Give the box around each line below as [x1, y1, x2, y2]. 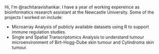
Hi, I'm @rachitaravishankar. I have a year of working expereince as [4, 4, 140, 10]
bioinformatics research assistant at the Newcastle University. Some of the [4, 9, 154, 15]
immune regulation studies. [11, 29, 67, 35]
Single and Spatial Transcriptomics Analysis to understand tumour [11, 34, 144, 40]
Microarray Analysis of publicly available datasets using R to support [11, 24, 149, 30]
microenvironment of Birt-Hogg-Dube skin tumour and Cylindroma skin [11, 39, 154, 45]
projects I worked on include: [4, 15, 63, 20]
